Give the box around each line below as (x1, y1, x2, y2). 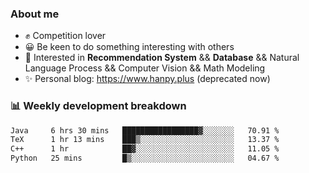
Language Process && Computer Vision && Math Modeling (24, 62, 266, 74)
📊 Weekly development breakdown (10, 99, 187, 113)
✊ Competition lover (24, 30, 107, 42)
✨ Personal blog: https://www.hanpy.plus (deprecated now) (24, 73, 271, 85)
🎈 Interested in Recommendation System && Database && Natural (24, 52, 300, 64)
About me (10, 7, 60, 21)
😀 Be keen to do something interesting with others (24, 41, 235, 53)
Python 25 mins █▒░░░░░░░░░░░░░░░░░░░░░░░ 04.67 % (10, 153, 280, 164)
